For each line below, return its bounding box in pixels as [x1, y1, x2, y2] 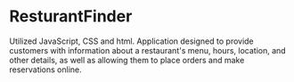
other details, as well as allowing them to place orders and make [9, 54, 245, 65]
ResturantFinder [9, 6, 133, 27]
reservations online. [9, 64, 82, 75]
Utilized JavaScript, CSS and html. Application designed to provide [9, 36, 254, 46]
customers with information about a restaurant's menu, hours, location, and [9, 45, 287, 55]
